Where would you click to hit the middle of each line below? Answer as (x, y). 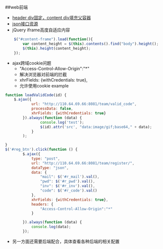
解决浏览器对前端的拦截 (43, 74)
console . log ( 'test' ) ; (62, 122)
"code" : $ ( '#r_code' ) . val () (69, 191)
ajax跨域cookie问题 (32, 63)
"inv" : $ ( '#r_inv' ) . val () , (68, 186)
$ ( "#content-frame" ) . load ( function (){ (53, 39)
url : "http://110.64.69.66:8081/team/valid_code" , (84, 104)
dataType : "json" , (50, 168)
